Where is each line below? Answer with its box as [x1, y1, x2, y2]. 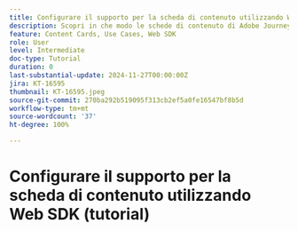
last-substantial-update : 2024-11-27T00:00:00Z [9, 71, 189, 80]
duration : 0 [9, 63, 53, 72]
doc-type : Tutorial [9, 54, 82, 63]
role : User [9, 37, 50, 47]
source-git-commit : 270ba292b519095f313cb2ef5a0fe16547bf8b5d [9, 95, 244, 105]
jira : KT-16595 [9, 79, 66, 88]
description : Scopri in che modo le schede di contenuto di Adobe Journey [9, 21, 292, 30]
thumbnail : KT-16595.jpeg [9, 87, 105, 96]
